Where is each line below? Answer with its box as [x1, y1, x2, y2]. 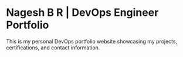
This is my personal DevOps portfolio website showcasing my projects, [6, 38, 178, 45]
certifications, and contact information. [6, 44, 100, 51]
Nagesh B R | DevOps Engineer [6, 6, 159, 19]
